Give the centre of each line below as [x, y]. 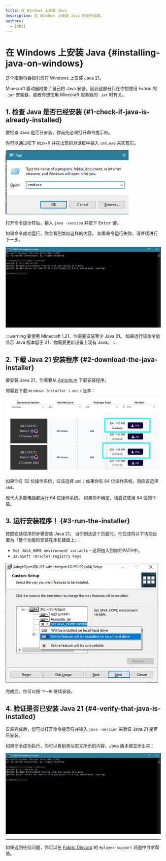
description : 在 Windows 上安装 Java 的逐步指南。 [55, 16]
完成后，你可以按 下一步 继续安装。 [40, 692]
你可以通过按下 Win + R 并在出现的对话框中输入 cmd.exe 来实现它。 [72, 143]
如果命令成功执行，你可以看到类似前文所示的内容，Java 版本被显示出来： [80, 746]
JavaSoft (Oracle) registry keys [47, 557]
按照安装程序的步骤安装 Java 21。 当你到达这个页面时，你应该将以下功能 [79, 534]
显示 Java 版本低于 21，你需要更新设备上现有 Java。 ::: [61, 342]
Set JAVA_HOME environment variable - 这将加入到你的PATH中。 [77, 550]
